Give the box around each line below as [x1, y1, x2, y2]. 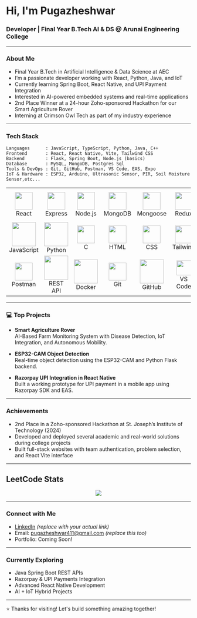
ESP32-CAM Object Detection [14, 350, 90, 357]
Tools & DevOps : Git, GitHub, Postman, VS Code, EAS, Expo [6, 166, 157, 172]
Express [45, 209, 67, 217]
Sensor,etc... [6, 177, 41, 182]
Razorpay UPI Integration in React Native [14, 374, 116, 381]
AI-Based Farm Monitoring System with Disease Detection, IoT [14, 333, 166, 340]
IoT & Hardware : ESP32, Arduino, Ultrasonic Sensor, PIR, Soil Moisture [6, 171, 191, 177]
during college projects [14, 439, 71, 446]
